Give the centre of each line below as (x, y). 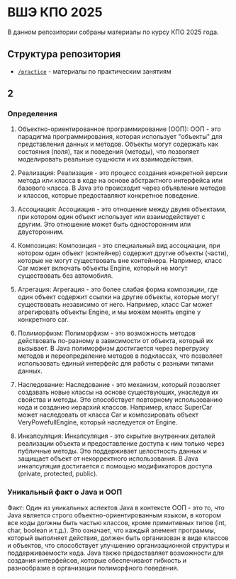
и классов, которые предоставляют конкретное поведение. (108, 196)
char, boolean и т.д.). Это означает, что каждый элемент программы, (112, 530)
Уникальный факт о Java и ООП (65, 492)
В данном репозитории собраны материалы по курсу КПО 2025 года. (113, 32)
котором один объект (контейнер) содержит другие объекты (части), (123, 253)
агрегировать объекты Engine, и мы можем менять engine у (109, 312)
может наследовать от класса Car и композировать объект (108, 415)
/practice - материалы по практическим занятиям (94, 71)
